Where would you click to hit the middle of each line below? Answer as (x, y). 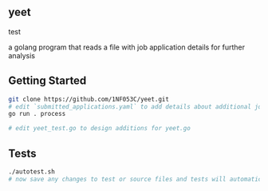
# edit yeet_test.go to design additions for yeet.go (100, 129)
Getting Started (47, 81)
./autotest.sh (32, 171)
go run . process (37, 114)
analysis (22, 55)
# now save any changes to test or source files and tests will (117, 179)
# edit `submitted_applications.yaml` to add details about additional (130, 106)
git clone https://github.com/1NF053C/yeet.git (89, 99)
